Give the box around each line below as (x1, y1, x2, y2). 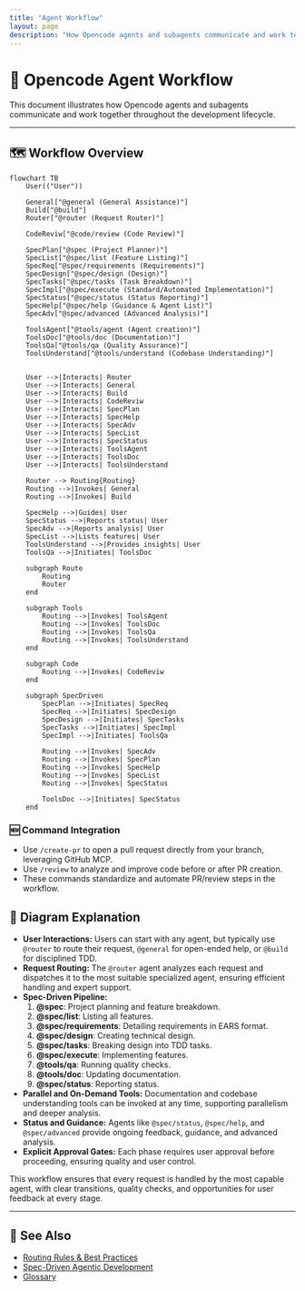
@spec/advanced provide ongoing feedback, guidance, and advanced (22, 1127, 279, 1138)
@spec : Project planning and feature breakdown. (35, 1002, 221, 1013)
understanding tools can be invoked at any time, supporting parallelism (22, 1098, 289, 1109)
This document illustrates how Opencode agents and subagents (9, 99, 249, 110)
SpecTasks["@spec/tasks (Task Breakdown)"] (25, 277, 193, 287)
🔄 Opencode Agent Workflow (9, 69, 234, 90)
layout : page (9, 22, 59, 31)
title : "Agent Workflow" (9, 13, 103, 23)
